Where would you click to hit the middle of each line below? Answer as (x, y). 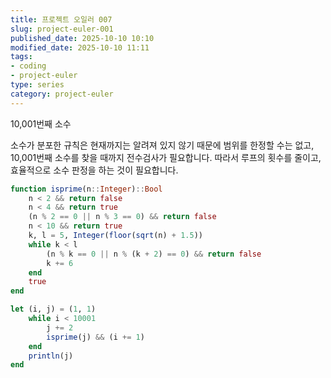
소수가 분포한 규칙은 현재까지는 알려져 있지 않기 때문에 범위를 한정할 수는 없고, (162, 145)
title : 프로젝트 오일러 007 (61, 19)
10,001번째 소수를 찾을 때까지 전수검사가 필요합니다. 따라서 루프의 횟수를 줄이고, (166, 157)
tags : (21, 57)
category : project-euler (62, 94)
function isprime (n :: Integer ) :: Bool (86, 189)
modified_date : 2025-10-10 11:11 (80, 47)
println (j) (51, 356)
